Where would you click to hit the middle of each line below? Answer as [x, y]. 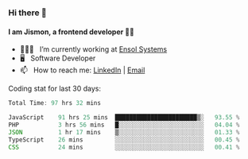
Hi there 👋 [28, 13]
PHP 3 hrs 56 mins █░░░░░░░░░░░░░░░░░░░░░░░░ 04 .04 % [124, 125]
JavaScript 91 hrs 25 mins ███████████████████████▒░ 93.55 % [124, 118]
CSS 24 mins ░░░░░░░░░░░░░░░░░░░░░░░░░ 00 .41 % [124, 147]
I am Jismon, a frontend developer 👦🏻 [72, 32]
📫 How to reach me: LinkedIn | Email [82, 70]
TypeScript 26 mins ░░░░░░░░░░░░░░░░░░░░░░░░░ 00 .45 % [124, 140]
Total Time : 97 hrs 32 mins [55, 103]
